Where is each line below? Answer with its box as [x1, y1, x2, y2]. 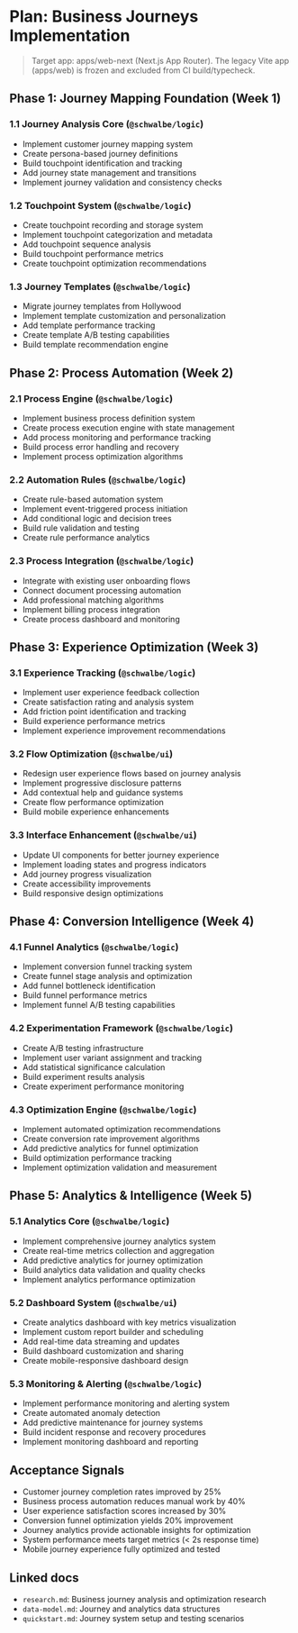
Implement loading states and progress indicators [22, 858, 207, 870]
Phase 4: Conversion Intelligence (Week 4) [9, 914, 255, 930]
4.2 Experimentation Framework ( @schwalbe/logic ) [9, 1022, 234, 1035]
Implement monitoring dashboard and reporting [22, 1437, 199, 1447]
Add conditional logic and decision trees [22, 513, 173, 524]
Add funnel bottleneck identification [22, 980, 156, 992]
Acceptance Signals [9, 1462, 124, 1478]
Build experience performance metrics [22, 716, 166, 727]
